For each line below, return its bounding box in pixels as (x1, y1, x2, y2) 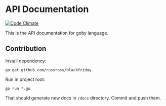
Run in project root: (5, 76, 46, 82)
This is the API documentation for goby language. (5, 30, 109, 36)
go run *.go (5, 86, 30, 91)
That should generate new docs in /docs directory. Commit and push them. (5, 94, 161, 101)
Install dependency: (5, 58, 47, 64)
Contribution (5, 44, 47, 53)
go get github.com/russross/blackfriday (5, 67, 92, 72)
